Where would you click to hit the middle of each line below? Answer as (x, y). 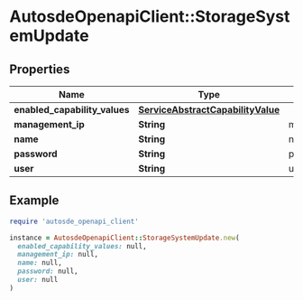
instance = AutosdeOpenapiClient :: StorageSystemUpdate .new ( (125, 238)
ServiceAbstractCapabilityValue (209, 110)
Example (34, 201)
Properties (40, 69)
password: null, (48, 272)
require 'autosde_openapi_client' (74, 221)
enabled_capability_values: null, (82, 246)
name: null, (40, 263)
